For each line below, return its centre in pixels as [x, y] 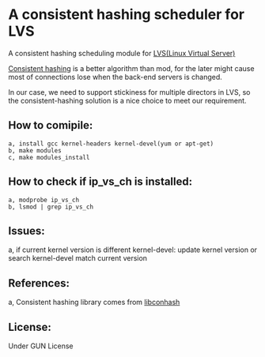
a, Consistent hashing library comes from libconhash [94, 303]
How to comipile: [51, 125]
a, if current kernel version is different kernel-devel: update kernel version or [133, 250]
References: [39, 283]
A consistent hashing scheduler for [127, 15]
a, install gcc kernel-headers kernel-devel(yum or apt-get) [111, 144]
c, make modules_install [49, 157]
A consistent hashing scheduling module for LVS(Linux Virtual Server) [122, 53]
